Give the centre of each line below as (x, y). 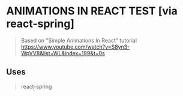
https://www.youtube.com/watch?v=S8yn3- (75, 47)
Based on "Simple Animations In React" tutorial (79, 40)
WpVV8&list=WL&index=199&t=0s (63, 53)
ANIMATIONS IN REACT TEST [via (92, 11)
